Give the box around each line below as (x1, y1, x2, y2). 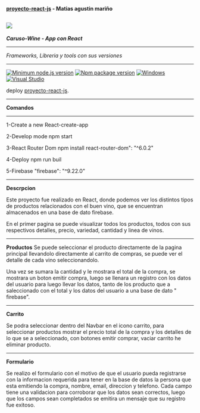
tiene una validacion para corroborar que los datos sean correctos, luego (6, 389, 186, 396)
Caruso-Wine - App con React (6, 35, 83, 42)
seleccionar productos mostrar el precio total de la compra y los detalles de (6, 328, 192, 336)
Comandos (6, 104, 34, 111)
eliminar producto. (6, 341, 51, 348)
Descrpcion (6, 184, 36, 191)
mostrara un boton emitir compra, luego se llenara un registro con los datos (6, 274, 192, 281)
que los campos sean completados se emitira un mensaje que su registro (6, 395, 186, 402)
